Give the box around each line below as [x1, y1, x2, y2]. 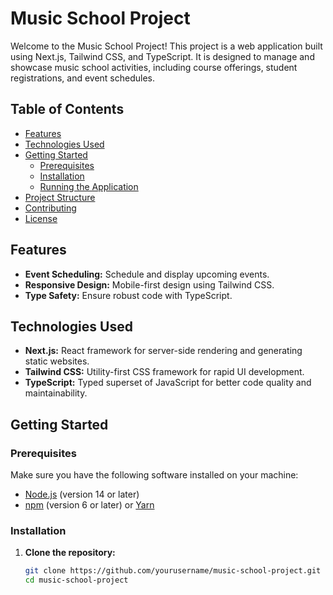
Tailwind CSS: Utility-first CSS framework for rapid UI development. [24, 366, 305, 378]
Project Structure [24, 191, 96, 203]
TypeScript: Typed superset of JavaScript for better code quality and [24, 377, 312, 389]
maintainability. [24, 387, 88, 399]
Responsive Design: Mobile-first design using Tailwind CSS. [24, 278, 275, 291]
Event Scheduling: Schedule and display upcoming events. [24, 268, 270, 280]
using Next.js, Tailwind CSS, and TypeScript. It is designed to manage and [10, 50, 315, 62]
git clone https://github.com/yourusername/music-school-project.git [24, 566, 322, 576]
